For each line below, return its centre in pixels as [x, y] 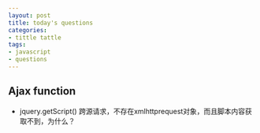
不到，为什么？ [51, 121]
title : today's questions [50, 23]
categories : [28, 30]
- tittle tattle [35, 37]
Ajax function [42, 91]
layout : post [30, 15]
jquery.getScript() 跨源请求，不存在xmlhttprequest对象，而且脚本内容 [132, 111]
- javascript [30, 52]
